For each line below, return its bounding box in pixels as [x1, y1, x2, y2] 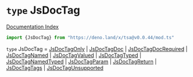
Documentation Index [6, 23, 59, 30]
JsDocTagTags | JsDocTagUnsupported [6, 64, 104, 71]
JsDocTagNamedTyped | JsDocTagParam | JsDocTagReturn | [6, 57, 157, 65]
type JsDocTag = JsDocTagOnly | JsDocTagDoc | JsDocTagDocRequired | [6, 45, 188, 52]
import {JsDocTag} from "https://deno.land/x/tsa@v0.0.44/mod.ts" [6, 34, 175, 40]
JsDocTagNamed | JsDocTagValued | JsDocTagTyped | [6, 52, 142, 59]
